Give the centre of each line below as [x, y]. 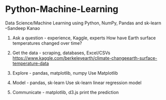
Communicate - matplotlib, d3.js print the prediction [65, 92]
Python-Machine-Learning [62, 9]
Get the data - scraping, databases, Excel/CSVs [61, 53]
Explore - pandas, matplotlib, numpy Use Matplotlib [65, 73]
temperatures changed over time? [47, 43]
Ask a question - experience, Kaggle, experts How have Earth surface [84, 38]
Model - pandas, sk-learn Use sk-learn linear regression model [77, 83]
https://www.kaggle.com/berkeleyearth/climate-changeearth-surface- [85, 58]
